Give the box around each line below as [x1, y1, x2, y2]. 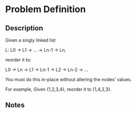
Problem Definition [5, 4, 86, 15]
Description [5, 24, 43, 32]
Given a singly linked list [5, 37, 56, 43]
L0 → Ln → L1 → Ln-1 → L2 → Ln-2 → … [5, 67, 88, 72]
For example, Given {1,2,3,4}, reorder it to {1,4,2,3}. [5, 86, 112, 92]
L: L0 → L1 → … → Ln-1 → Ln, [5, 47, 66, 53]
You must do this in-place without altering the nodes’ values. [5, 77, 132, 82]
